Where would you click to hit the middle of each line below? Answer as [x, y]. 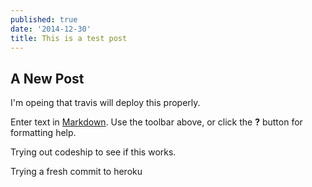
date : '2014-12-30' [51, 29]
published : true [44, 19]
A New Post [47, 78]
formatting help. [43, 133]
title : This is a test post [69, 38]
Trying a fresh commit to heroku [76, 172]
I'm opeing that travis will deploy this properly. [105, 103]
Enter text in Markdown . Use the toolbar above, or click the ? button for [156, 122]
